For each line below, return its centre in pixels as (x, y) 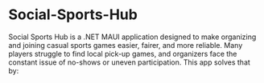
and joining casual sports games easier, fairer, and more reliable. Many (126, 45)
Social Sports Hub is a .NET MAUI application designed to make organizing (132, 37)
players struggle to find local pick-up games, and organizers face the (123, 53)
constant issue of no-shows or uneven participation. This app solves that (130, 62)
